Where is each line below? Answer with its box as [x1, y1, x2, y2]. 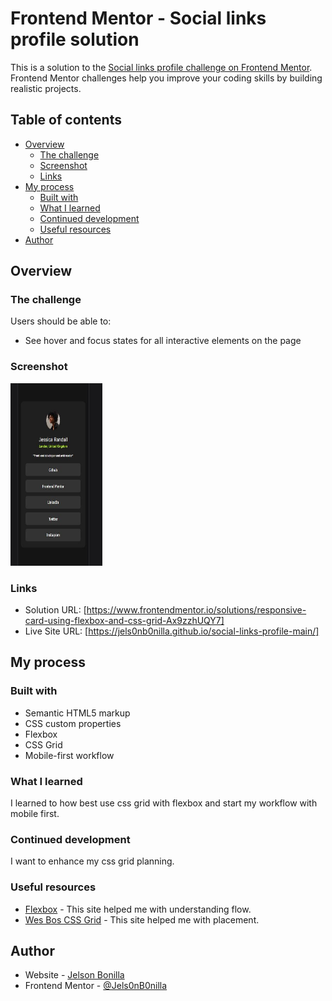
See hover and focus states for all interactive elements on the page [24, 335, 302, 347]
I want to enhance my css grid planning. [10, 855, 175, 867]
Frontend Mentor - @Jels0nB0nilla [24, 980, 168, 992]
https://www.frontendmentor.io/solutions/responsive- [86, 604, 307, 616]
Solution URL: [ [24, 604, 87, 616]
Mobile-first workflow [24, 749, 115, 761]
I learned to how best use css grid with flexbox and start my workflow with [10, 797, 318, 809]
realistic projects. [10, 82, 82, 94]
